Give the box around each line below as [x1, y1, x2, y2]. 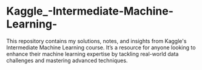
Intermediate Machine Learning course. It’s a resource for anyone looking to [6, 44, 196, 51]
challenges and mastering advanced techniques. [6, 57, 128, 64]
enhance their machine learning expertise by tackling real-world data [6, 50, 179, 57]
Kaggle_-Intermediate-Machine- [6, 4, 174, 18]
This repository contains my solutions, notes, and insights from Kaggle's [6, 37, 187, 44]
